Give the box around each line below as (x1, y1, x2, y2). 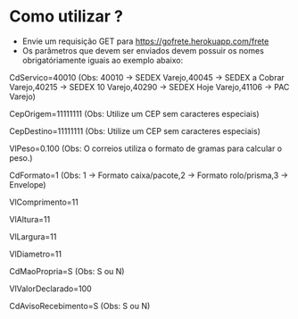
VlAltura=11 (9, 214, 51, 224)
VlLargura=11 (9, 231, 57, 242)
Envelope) (9, 179, 46, 189)
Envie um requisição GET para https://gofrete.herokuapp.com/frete (21, 36, 269, 46)
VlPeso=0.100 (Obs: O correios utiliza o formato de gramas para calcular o (9, 143, 283, 154)
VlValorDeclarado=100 (9, 283, 92, 294)
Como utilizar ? (9, 6, 123, 27)
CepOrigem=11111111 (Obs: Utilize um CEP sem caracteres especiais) (9, 108, 261, 119)
